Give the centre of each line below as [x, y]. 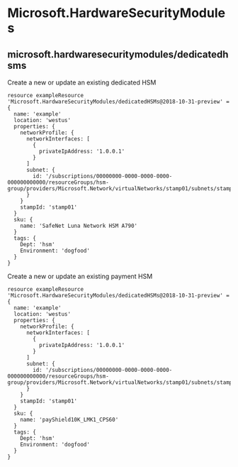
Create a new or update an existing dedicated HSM [82, 82]
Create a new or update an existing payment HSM [80, 276]
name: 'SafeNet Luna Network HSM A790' [79, 226]
